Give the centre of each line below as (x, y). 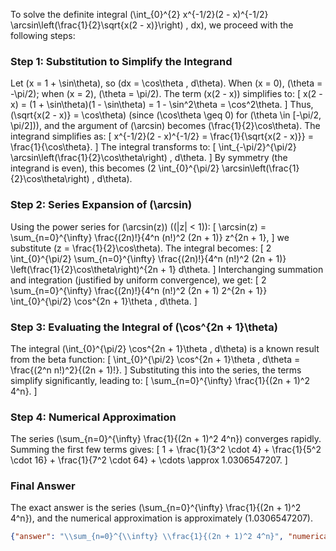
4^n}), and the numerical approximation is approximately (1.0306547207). (162, 518)
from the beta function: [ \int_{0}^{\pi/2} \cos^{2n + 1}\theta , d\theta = (155, 359)
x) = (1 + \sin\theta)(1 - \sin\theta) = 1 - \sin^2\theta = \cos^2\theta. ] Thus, (162, 105)
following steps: (43, 35)
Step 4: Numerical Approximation (93, 417)
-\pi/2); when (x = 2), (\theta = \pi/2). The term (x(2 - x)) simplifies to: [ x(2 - (166, 94)
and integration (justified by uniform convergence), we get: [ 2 (138, 280)
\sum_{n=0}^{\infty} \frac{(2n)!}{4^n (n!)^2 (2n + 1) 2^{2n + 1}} (139, 290)
